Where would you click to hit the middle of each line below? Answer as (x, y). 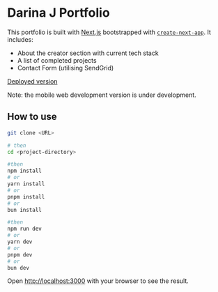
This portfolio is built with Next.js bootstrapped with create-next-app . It (109, 32)
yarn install (26, 184)
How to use (32, 117)
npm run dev (24, 229)
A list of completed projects (57, 60)
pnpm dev (20, 255)
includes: (20, 39)
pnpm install (26, 197)
